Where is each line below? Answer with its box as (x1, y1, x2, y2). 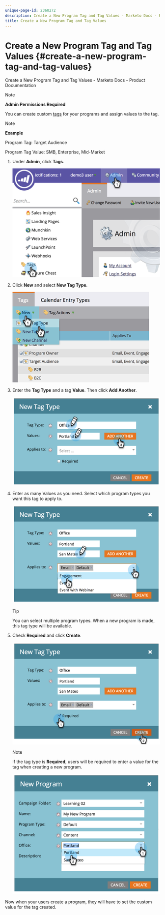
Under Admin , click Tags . (12, 159, 65, 165)
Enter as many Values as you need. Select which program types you (12, 490, 150, 496)
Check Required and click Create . (12, 632, 82, 639)
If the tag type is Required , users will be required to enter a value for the (12, 759, 159, 765)
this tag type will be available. (12, 623, 73, 629)
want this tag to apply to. (12, 496, 63, 502)
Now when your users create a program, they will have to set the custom (5, 899, 152, 905)
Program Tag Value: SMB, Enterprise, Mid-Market (5, 149, 105, 155)
